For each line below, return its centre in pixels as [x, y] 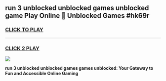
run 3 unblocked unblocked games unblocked [77, 8]
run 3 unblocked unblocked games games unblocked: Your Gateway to [79, 68]
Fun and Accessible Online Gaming [42, 73]
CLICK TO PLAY [24, 30]
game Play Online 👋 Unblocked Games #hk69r [77, 16]
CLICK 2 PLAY [22, 48]
